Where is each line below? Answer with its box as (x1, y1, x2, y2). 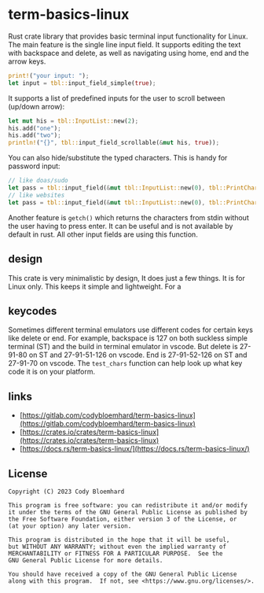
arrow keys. (8, 57, 46, 66)
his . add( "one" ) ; (8, 124, 61, 132)
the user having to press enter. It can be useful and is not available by (8, 221, 233, 230)
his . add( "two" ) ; (8, 131, 61, 139)
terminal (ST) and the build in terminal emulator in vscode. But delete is (8, 342, 238, 352)
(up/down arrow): (8, 101, 65, 111)
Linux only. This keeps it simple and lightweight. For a (8, 282, 181, 291)
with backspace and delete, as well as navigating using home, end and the (8, 48, 249, 57)
